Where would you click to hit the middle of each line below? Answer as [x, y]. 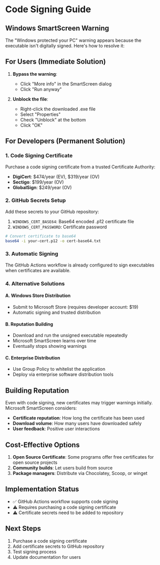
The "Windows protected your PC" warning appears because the [73, 40]
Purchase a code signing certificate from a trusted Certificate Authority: [81, 167]
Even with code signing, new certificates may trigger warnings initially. [79, 403]
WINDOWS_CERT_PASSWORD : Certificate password [60, 227]
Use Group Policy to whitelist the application [59, 369]
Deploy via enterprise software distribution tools [63, 374]
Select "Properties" [40, 114]
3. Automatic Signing [32, 254]
